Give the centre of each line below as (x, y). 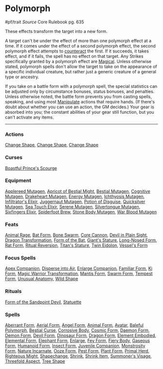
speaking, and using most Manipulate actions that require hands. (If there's (80, 101)
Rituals (13, 291)
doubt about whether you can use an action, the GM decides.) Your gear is (80, 107)
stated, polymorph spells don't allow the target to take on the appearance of (81, 67)
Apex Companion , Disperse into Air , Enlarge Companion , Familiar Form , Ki (79, 268)
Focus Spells (20, 258)
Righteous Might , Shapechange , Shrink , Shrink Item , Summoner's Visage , (78, 356)
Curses (14, 157)
